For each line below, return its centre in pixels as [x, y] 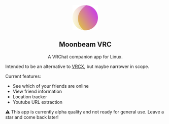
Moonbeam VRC [85, 45]
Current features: [23, 76]
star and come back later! [32, 117]
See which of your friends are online [50, 86]
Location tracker [30, 97]
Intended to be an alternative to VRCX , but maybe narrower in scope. [77, 66]
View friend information [37, 91]
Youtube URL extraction [37, 102]
